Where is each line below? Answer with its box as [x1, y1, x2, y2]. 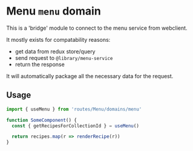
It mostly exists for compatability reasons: [6, 36, 111, 43]
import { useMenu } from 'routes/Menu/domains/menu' [6, 106, 142, 112]
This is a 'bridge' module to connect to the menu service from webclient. [6, 24, 188, 32]
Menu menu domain [6, 4, 101, 18]
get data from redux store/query [15, 47, 96, 55]
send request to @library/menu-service [15, 54, 113, 61]
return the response [15, 61, 65, 68]
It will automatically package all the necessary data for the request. [6, 72, 174, 79]
